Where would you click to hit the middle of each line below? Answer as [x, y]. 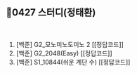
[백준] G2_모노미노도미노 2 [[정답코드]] [70, 44]
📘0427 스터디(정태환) [51, 13]
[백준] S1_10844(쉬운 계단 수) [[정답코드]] [73, 62]
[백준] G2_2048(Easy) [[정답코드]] [64, 53]
